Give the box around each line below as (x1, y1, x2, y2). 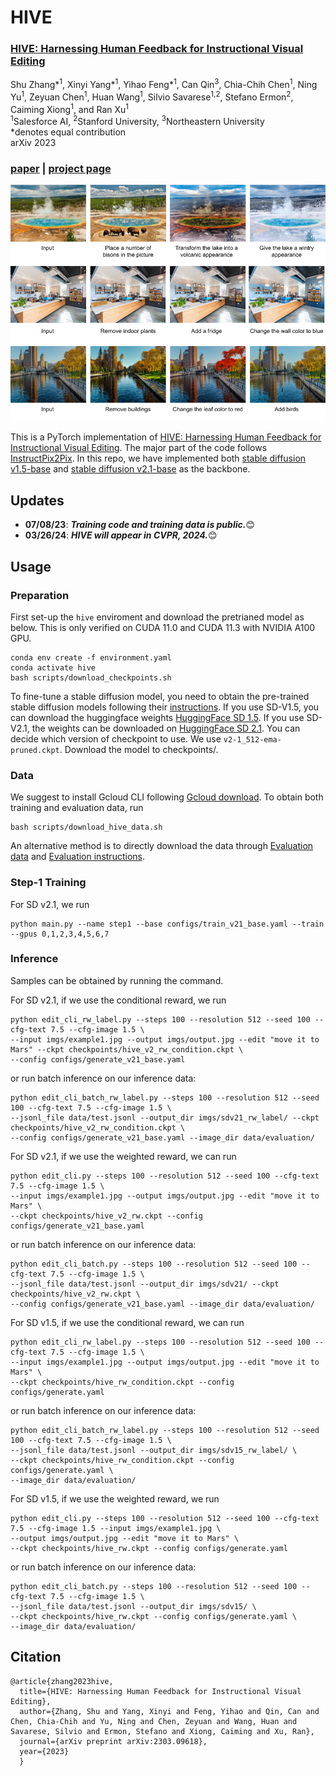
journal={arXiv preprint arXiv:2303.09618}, (19, 1736, 208, 1746)
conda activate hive (10, 662, 97, 673)
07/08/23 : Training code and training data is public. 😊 (24, 519, 256, 531)
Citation (10, 1649, 62, 1666)
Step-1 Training (10, 876, 87, 890)
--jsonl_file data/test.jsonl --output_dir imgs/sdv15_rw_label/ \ (10, 1445, 298, 1455)
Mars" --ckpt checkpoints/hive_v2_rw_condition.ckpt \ (10, 1044, 244, 1055)
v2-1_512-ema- (223, 734, 282, 745)
